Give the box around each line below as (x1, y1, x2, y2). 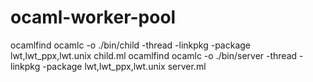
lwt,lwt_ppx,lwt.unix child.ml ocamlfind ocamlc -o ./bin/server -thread (10, 49, 298, 61)
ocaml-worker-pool (10, 6, 177, 29)
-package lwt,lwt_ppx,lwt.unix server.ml (42, 60, 207, 72)
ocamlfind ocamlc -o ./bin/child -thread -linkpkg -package (10, 39, 252, 51)
